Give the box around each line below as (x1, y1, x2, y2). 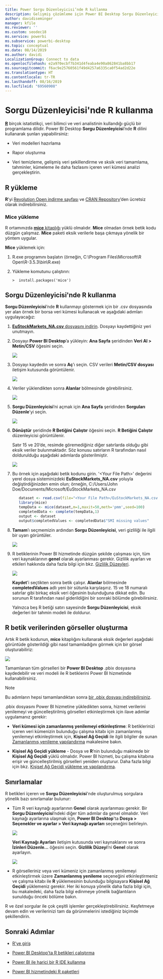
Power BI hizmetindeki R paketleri (12, 969, 80, 975)
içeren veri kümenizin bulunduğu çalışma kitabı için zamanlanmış (12, 729, 142, 734)
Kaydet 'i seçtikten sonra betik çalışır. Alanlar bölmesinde (12, 579, 127, 585)
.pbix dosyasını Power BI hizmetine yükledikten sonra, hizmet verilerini (5, 704, 146, 710)
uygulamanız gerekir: (5, 714, 47, 720)
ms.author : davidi (5, 52, 42, 57)
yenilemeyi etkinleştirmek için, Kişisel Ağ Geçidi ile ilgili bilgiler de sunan (12, 734, 158, 740)
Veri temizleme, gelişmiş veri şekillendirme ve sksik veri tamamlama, (12, 159, 149, 165)
